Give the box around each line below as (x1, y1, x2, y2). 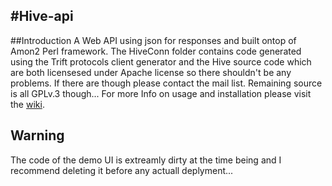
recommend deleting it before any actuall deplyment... (10, 164, 234, 176)
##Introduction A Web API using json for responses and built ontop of (10, 34, 297, 46)
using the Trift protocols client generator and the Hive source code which (10, 55, 312, 68)
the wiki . (10, 98, 45, 110)
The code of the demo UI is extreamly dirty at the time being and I (10, 154, 282, 166)
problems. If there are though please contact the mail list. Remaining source (10, 77, 323, 89)
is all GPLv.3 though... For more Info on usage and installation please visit (10, 87, 312, 99)
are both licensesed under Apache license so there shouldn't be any (10, 66, 292, 78)
